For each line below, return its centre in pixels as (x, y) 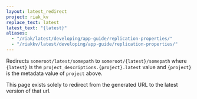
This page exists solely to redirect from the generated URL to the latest (92, 84)
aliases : (17, 33)
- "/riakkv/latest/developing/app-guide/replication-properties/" (95, 45)
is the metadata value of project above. (54, 73)
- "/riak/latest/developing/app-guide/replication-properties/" (92, 39)
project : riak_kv (27, 17)
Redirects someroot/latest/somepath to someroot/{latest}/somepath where (96, 61)
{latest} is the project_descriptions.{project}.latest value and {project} (99, 67)
